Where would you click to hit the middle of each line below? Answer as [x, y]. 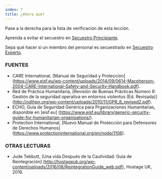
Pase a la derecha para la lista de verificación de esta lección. [67, 28]
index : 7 [14, 10]
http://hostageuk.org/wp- [70, 162]
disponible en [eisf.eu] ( [36, 112]
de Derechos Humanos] [36, 128]
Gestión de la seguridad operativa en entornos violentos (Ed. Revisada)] [85, 97]
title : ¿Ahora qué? [25, 14]
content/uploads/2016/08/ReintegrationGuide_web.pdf [67, 167]
